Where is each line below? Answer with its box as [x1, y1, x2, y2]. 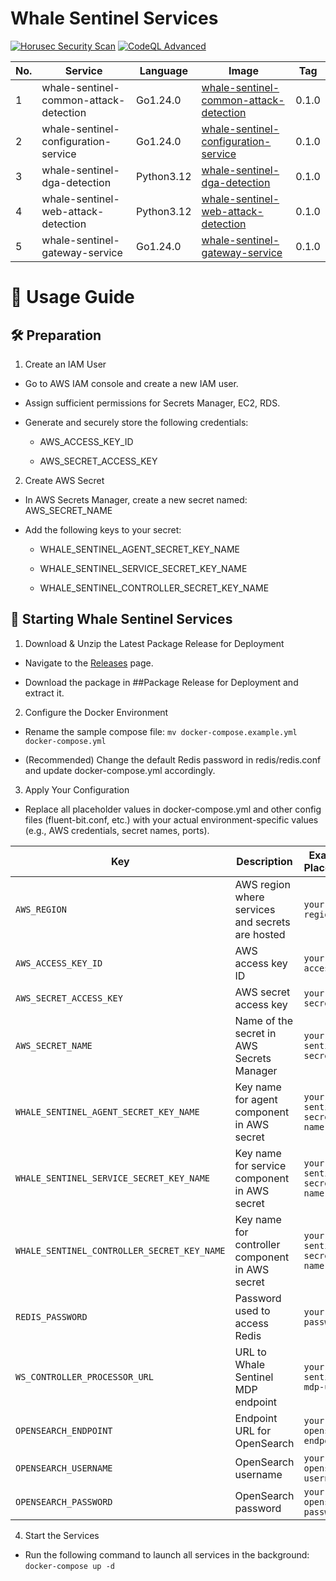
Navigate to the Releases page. [24, 657, 154, 669]
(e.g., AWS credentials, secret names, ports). [24, 824, 210, 836]
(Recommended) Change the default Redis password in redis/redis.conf [24, 753, 322, 766]
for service [234, 1158, 287, 1172]
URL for [234, 1423, 272, 1437]
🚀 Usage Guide [10, 286, 135, 309]
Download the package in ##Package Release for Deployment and [24, 676, 299, 688]
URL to [234, 1345, 267, 1359]
